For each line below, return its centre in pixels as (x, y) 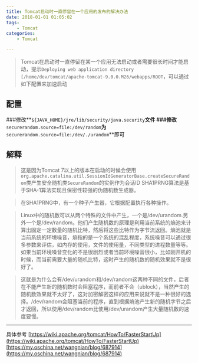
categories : (21, 34)
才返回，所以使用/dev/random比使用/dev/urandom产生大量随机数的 (102, 309)
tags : (13, 22)
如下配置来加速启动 (44, 84)
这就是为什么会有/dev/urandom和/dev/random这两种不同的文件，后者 (105, 279)
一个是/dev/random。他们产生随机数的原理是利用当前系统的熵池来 (106, 223)
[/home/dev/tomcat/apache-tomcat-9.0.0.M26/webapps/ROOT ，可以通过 (105, 76)
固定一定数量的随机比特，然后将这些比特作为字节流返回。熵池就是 (111, 230)
